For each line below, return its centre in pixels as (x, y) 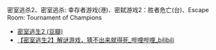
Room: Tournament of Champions (55, 18)
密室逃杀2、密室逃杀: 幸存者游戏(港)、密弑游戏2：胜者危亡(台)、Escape (108, 10)
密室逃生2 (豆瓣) (40, 31)
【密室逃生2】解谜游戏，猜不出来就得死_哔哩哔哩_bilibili (95, 40)
